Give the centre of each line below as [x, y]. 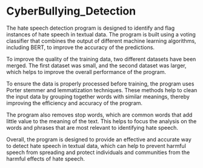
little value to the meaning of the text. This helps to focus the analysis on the [101, 121]
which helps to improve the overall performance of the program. [86, 72]
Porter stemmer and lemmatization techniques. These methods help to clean [102, 90]
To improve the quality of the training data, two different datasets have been [101, 59]
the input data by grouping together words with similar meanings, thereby [98, 96]
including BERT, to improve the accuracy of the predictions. [81, 47]
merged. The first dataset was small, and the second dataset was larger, [96, 66]
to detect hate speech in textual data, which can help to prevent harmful [96, 146]
